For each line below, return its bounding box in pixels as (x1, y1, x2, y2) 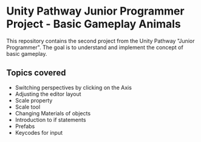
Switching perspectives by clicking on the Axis (15, 84, 132, 91)
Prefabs (15, 123, 35, 130)
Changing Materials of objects (15, 109, 91, 117)
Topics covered (6, 68, 66, 78)
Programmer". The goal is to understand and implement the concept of (6, 44, 183, 51)
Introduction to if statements (15, 116, 86, 123)
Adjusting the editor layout (15, 90, 81, 98)
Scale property (15, 96, 53, 104)
